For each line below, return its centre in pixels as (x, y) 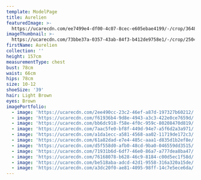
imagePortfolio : (26, 106)
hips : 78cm (20, 79)
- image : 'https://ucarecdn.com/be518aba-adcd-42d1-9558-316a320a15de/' (104, 163)
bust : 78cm (20, 67)
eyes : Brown (21, 101)
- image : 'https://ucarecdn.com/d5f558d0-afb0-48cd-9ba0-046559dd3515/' (104, 145)
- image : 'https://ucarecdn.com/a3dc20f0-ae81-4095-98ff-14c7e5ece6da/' (104, 168)
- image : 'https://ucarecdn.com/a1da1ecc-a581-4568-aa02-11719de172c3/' (104, 135)
